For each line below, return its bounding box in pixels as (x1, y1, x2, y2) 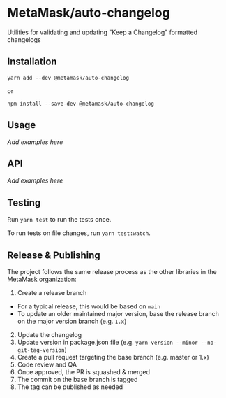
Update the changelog (17, 331, 82, 339)
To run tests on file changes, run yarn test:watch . (7, 229, 151, 237)
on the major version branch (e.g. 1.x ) (17, 317, 127, 325)
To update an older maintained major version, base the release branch (17, 310, 220, 318)
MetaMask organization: (7, 275, 77, 283)
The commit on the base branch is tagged (17, 376, 138, 383)
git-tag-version (17, 347, 65, 354)
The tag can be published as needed (17, 383, 123, 391)
